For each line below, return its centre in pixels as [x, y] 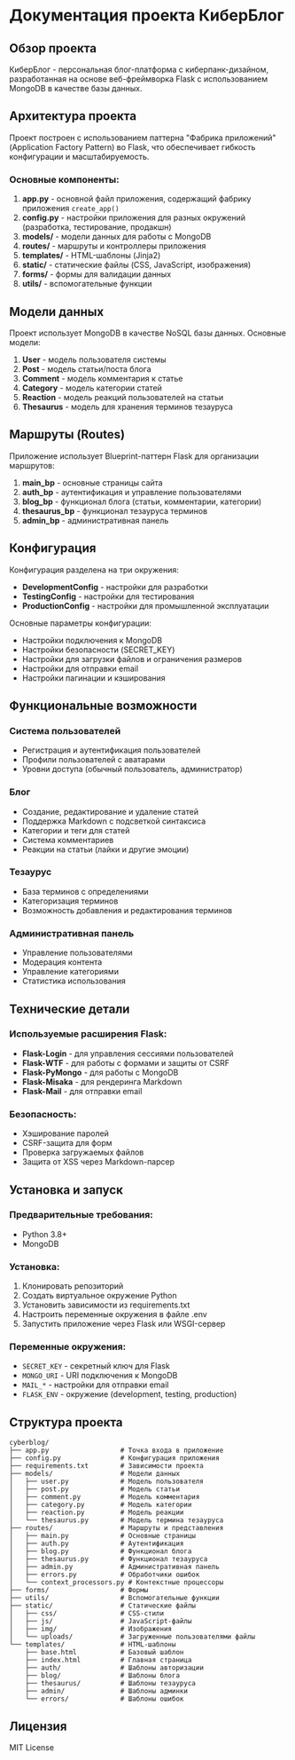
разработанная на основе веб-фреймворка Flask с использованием [139, 79]
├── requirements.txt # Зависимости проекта [106, 1466]
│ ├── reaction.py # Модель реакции [97, 1513]
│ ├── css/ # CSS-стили [87, 1614]
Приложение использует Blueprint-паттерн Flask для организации [134, 456]
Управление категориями [70, 972]
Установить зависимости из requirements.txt [106, 1305]
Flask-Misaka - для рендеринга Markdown [102, 1081]
